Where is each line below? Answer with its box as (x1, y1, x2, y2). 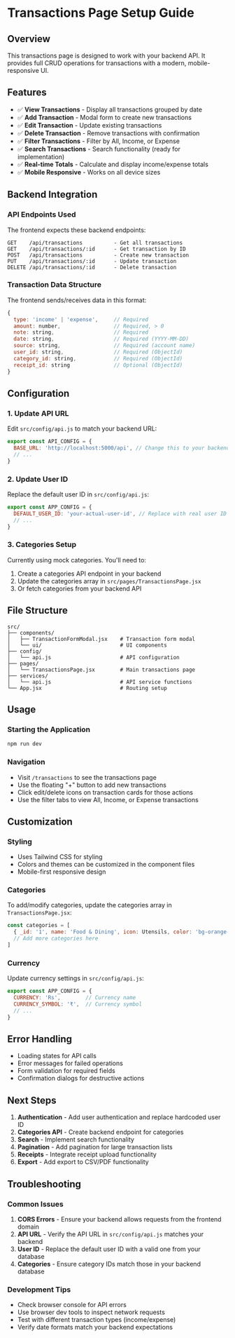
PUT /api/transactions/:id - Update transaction (7, 257, 177, 264)
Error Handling (7, 1033, 72, 1046)
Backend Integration (7, 189, 98, 201)
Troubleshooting (7, 1178, 82, 1190)
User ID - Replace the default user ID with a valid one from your (17, 1245, 201, 1253)
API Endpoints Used (7, 210, 76, 219)
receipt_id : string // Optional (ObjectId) (13, 361, 183, 369)
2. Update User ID (7, 474, 69, 484)
